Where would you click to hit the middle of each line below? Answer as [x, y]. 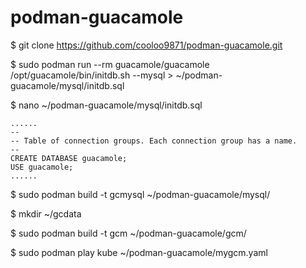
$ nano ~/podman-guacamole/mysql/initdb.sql [106, 105]
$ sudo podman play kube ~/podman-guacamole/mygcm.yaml [139, 252]
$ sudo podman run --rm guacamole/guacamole [110, 64]
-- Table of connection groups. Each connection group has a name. [154, 141]
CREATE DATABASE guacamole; [69, 158]
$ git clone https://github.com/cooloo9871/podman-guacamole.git [146, 45]
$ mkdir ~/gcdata [46, 213]
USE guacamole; [42, 167]
